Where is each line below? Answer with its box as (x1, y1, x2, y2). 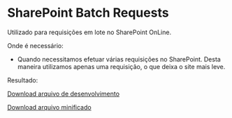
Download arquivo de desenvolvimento (7, 89, 120, 98)
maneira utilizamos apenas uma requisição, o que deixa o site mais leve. (17, 62, 226, 71)
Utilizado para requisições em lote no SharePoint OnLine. (7, 28, 172, 36)
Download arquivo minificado (7, 103, 92, 111)
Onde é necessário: (7, 41, 64, 50)
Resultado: (7, 75, 38, 84)
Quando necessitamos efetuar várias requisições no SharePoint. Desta (17, 54, 222, 64)
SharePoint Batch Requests (7, 5, 169, 21)
